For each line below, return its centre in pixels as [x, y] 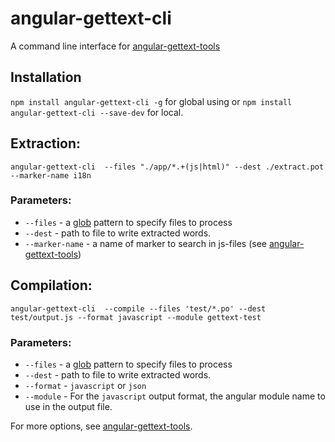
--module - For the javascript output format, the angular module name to [175, 396]
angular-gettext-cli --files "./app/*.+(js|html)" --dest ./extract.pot [167, 167]
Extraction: [46, 143]
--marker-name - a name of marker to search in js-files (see [146, 243]
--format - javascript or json [85, 385]
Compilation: [51, 285]
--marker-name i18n [51, 175]
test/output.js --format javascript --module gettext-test [136, 317]
